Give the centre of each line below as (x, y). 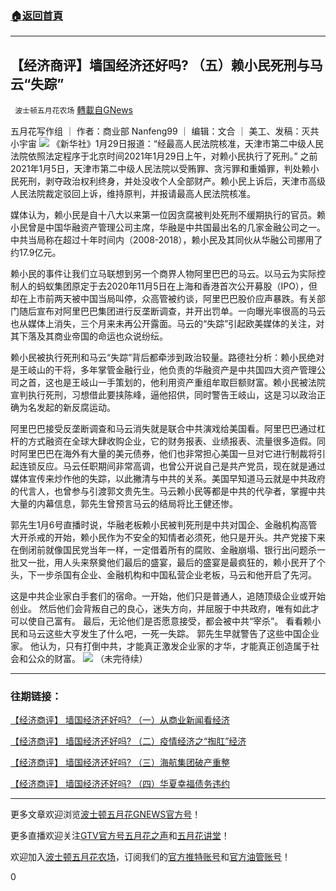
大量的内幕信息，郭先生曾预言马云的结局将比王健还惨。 (124, 504)
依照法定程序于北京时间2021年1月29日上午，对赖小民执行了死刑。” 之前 (172, 156)
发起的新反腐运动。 (76, 408)
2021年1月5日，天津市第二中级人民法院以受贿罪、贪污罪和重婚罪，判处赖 (160, 169)
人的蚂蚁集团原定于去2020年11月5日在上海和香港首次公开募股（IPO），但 (168, 286)
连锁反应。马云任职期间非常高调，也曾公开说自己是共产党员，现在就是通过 (172, 466)
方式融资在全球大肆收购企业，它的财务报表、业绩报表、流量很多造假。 (172, 441)
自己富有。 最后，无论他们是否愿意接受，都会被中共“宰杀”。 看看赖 (174, 621)
